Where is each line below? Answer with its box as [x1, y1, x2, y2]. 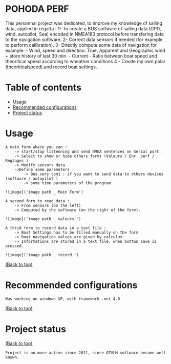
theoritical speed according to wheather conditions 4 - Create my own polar [5, 58, 166, 64]
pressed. [5, 243, 24, 248]
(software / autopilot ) [5, 176, 58, 181]
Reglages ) [5, 158, 29, 163]
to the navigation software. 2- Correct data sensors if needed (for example [5, 36, 163, 43]
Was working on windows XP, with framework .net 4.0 [5, 296, 120, 301]
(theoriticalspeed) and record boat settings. [5, 64, 97, 70]
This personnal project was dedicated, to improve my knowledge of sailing [5, 20, 162, 26]
